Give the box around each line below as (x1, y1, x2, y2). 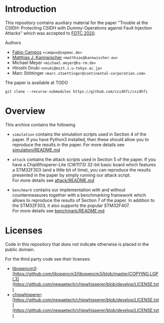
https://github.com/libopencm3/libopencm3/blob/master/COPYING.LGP (14, 270, 159, 276)
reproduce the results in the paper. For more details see (12, 142, 125, 147)
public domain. (5, 246, 35, 252)
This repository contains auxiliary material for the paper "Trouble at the (5, 20, 148, 26)
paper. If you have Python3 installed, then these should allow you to (12, 136, 149, 142)
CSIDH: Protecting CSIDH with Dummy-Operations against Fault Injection (5, 25, 152, 30)
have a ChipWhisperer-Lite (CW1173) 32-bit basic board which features (12, 161, 156, 168)
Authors (5, 39, 21, 45)
